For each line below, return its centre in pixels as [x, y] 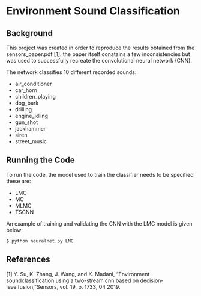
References [28, 260]
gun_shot [26, 122]
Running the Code [40, 160]
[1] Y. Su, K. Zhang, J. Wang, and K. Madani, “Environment [78, 274]
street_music [31, 141]
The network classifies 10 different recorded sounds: [71, 72]
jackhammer [30, 128]
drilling [23, 109]
